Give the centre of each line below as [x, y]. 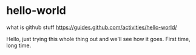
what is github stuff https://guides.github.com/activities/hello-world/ [92, 27]
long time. [19, 45]
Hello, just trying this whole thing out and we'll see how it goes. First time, [98, 39]
